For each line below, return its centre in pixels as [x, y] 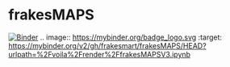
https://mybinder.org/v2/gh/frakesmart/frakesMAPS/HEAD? [108, 45]
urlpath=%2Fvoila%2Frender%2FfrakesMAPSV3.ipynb [100, 54]
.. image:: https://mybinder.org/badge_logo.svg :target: [131, 37]
